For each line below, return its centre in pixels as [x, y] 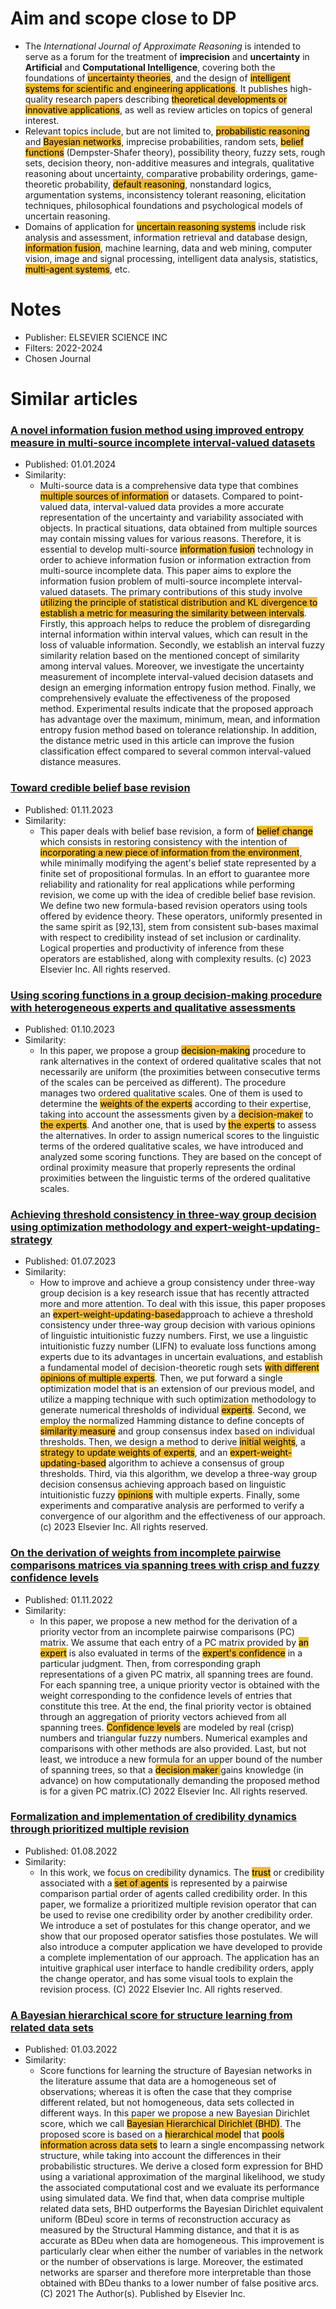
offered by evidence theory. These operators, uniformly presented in [181, 916]
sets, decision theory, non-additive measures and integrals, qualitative [169, 163]
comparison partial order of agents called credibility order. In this [173, 1893]
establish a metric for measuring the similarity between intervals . [173, 613]
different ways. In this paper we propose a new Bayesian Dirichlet [174, 2113]
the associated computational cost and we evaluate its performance [179, 2188]
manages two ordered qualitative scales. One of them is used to [171, 1093]
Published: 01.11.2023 [69, 809]
